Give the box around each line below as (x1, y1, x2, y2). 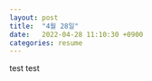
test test (9, 63, 41, 74)
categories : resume (9, 38, 83, 48)
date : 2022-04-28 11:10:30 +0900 (9, 30, 144, 39)
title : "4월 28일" (9, 22, 80, 31)
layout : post (9, 13, 59, 22)
